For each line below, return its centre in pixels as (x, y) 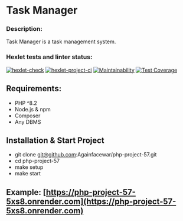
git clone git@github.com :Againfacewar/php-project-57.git (86, 155)
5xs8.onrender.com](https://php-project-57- (91, 201)
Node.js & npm (33, 109)
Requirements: (34, 89)
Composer (27, 116)
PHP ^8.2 (26, 103)
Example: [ (26, 192)
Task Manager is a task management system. (61, 41)
